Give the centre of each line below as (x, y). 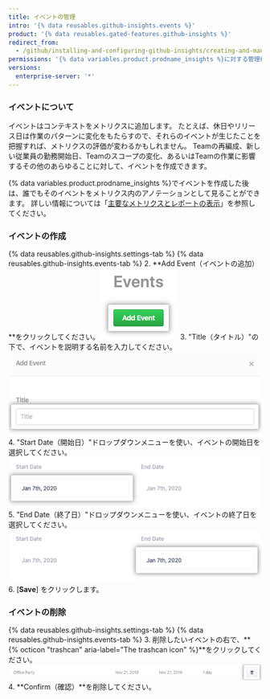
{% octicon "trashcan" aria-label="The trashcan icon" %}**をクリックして (131, 650)
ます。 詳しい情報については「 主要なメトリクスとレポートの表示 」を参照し (132, 203)
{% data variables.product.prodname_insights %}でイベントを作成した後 (129, 183)
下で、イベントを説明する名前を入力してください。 (92, 347)
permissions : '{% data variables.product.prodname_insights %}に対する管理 (134, 59)
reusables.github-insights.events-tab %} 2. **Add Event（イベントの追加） (134, 264)
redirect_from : (34, 43)
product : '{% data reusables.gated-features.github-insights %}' (120, 34)
